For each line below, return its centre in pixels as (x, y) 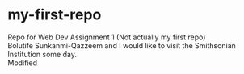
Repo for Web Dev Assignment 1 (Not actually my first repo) (107, 37)
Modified (23, 63)
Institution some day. (42, 54)
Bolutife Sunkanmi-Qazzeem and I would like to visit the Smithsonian (122, 45)
